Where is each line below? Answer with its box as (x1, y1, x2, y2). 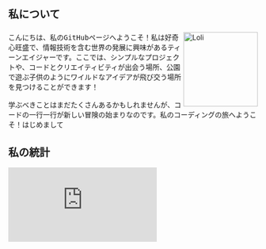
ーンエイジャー (8, 53, 56, 62)
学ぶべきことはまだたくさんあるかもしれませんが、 (8, 101, 175, 109)
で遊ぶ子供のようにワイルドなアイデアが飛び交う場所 (8, 73, 182, 82)
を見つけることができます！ (8, 82, 99, 92)
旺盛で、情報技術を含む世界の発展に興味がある (14, 43, 168, 52)
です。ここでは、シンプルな (55, 53, 145, 62)
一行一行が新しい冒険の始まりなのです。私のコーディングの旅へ (28, 110, 236, 120)
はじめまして (21, 121, 64, 129)
